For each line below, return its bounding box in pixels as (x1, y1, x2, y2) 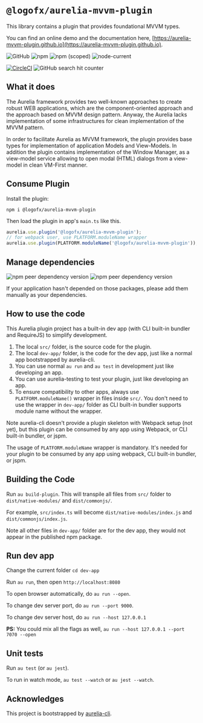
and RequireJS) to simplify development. (6, 331, 108, 338)
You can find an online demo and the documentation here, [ (6, 34, 155, 41)
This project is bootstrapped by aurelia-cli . (6, 710, 112, 717)
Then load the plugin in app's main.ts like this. (6, 217, 121, 224)
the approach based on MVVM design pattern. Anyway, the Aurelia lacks (6, 111, 187, 118)
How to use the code (6, 308, 86, 319)
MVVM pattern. (6, 124, 45, 131)
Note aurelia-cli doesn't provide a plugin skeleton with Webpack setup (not (6, 419, 193, 426)
